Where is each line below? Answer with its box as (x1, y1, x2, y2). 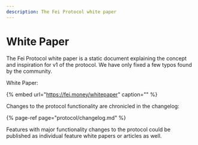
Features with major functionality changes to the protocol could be (6, 126, 171, 133)
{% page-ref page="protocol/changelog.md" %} (6, 114, 127, 121)
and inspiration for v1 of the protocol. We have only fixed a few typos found (6, 61, 192, 68)
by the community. (6, 67, 53, 75)
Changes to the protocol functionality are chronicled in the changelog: (6, 102, 180, 110)
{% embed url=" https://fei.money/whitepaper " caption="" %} (6, 91, 158, 98)
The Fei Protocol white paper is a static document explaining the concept (6, 55, 187, 62)
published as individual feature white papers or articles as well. (6, 132, 162, 139)
